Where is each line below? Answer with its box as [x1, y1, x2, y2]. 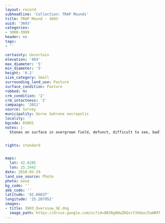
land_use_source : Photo [5, 174, 54, 179]
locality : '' [5, 116, 32, 121]
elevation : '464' [5, 57, 41, 62]
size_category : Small [5, 75, 50, 80]
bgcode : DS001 [5, 120, 34, 125]
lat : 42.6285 [9, 160, 36, 165]
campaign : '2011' [5, 102, 41, 108]
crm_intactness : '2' [5, 98, 48, 103]
